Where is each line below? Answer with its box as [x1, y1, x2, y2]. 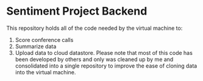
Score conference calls [15, 36, 74, 43]
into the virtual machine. [15, 68, 76, 76]
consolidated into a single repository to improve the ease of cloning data [15, 62, 198, 69]
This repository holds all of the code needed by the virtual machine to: [6, 24, 183, 32]
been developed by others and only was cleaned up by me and [15, 55, 174, 63]
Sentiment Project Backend [6, 4, 148, 18]
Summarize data [15, 43, 57, 50]
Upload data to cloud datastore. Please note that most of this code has [15, 49, 193, 56]
